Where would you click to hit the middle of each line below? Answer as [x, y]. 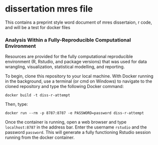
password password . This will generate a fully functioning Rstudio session [78, 132]
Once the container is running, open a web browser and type [66, 122]
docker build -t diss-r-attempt [38, 95]
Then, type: [16, 104]
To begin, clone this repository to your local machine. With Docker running [79, 76]
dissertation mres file [49, 9]
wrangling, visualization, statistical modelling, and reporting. [65, 67]
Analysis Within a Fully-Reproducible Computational [68, 40]
